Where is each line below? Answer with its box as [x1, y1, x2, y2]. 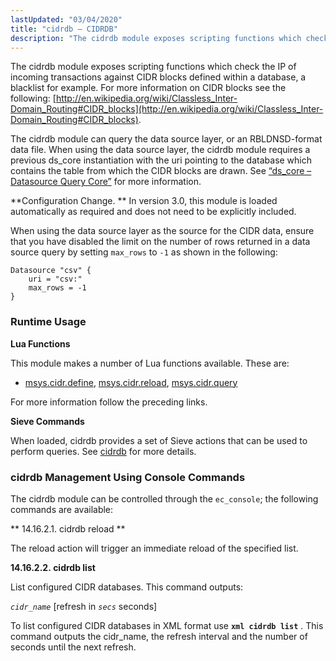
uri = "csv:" [28, 274, 83, 285]
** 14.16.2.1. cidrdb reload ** [10, 522, 126, 535]
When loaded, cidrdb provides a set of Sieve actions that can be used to [10, 434, 308, 446]
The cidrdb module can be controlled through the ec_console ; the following [10, 492, 319, 505]
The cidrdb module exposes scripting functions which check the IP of [10, 61, 297, 73]
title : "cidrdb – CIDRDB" [10, 24, 118, 34]
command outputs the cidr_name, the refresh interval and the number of [10, 630, 308, 642]
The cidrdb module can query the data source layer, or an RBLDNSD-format [10, 133, 323, 145]
